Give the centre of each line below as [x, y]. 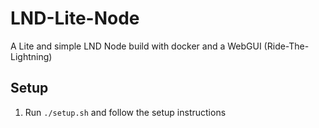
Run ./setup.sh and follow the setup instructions [125, 112]
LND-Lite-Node [75, 18]
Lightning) [31, 56]
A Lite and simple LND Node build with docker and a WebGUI [136, 46]
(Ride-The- [286, 46]
